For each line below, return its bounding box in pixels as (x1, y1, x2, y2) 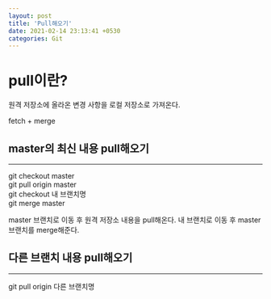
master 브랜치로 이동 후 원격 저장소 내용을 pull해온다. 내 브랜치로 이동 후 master (8, 215, 261, 225)
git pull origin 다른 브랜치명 (8, 281, 95, 291)
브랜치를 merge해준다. (8, 225, 80, 234)
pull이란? (8, 72, 69, 90)
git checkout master (8, 171, 75, 180)
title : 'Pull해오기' (8, 19, 73, 27)
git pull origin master (8, 179, 77, 189)
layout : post (8, 11, 52, 20)
